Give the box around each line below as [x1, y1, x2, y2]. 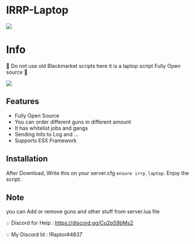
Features [6, 97, 39, 106]
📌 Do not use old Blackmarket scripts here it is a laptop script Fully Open [6, 62, 180, 69]
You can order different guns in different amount [14, 118, 132, 125]
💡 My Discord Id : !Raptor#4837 [6, 231, 83, 238]
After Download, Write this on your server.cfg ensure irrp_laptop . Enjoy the [6, 169, 189, 176]
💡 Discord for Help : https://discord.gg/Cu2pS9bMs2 [6, 219, 134, 226]
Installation [6, 154, 48, 164]
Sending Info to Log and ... [14, 130, 79, 138]
